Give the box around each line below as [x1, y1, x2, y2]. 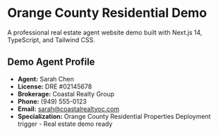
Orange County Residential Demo [7, 5, 207, 21]
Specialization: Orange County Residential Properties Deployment [17, 112, 211, 120]
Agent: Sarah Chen [17, 75, 74, 83]
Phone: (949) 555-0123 [17, 97, 87, 105]
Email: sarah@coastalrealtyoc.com [17, 104, 120, 113]
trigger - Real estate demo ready [17, 120, 113, 128]
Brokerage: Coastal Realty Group [17, 89, 115, 98]
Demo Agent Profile [7, 56, 95, 68]
